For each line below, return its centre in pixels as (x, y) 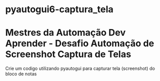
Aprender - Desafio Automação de (80, 44)
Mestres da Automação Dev (66, 33)
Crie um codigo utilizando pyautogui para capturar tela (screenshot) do (80, 69)
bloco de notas (21, 74)
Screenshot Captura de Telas (68, 54)
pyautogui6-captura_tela (60, 9)
